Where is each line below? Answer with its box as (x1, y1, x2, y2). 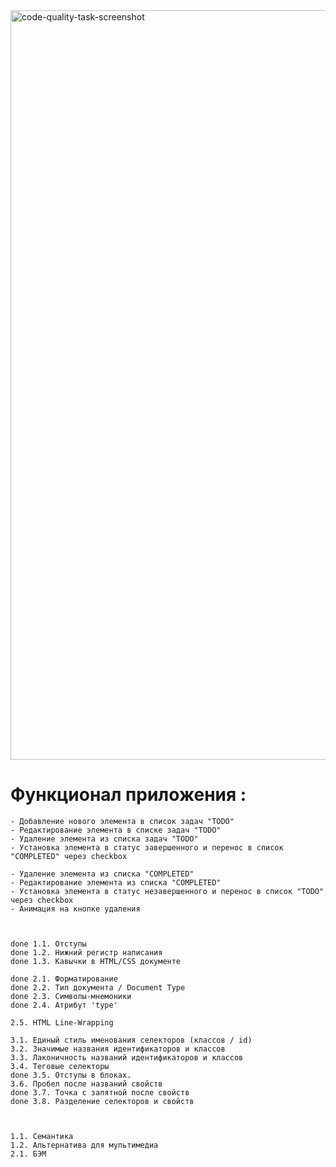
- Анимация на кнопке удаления (10, 904, 141, 914)
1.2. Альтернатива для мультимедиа (10, 1140, 159, 1150)
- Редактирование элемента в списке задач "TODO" (10, 825, 222, 835)
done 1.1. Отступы (10, 939, 87, 949)
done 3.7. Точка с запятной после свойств (10, 1087, 190, 1098)
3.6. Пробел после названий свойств (10, 1079, 163, 1089)
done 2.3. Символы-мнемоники (10, 991, 132, 1001)
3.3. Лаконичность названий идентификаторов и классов (10, 1052, 244, 1063)
